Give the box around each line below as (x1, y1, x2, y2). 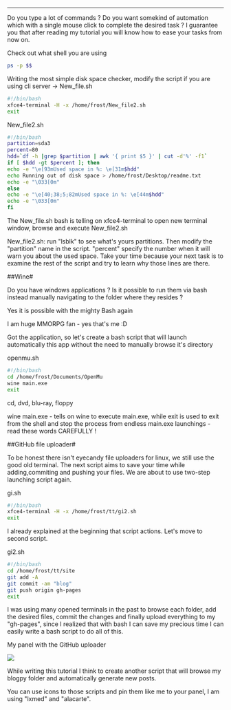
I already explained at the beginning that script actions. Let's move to (7, 527, 203, 535)
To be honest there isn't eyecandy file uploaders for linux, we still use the (7, 453, 214, 462)
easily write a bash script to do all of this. (7, 627, 124, 636)
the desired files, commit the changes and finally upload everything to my (7, 613, 216, 621)
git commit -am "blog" (7, 580, 72, 587)
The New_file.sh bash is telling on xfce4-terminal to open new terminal (7, 217, 208, 224)
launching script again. (7, 475, 72, 484)
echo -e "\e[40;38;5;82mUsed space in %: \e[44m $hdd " (7, 191, 165, 198)
